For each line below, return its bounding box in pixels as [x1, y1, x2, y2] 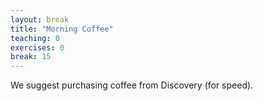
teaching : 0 [10, 33, 60, 43]
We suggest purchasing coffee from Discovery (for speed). [10, 79, 254, 91]
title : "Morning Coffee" [10, 24, 114, 34]
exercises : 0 [10, 42, 65, 53]
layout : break [10, 14, 70, 25]
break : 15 [10, 52, 52, 62]
